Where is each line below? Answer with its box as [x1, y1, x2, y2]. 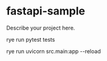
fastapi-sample [6, 4, 85, 18]
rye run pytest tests [6, 36, 55, 43]
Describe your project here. [6, 24, 75, 31]
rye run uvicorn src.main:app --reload [6, 47, 102, 55]
